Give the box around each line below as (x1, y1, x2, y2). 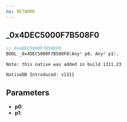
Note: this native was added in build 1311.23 (6, 62, 122, 68)
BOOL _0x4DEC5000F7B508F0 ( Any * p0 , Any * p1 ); (6, 51, 119, 57)
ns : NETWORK (6, 8, 35, 15)
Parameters (6, 88, 50, 97)
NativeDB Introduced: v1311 (6, 72, 75, 78)
